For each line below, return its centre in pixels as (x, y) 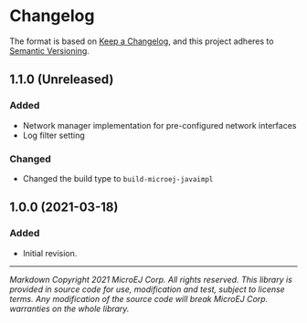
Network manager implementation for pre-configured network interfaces (159, 125)
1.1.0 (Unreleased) (62, 80)
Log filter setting (53, 135)
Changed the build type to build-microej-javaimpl (118, 178)
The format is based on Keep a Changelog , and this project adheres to (142, 41)
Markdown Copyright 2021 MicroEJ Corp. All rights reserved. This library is (151, 279)
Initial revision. (50, 253)
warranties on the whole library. (69, 308)
